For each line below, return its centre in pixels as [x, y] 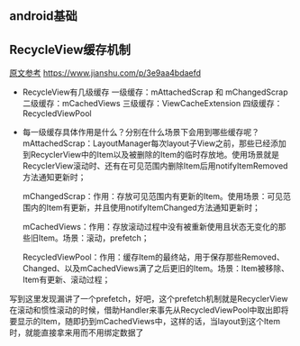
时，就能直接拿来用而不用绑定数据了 [77, 332]
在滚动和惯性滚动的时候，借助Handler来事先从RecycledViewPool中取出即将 [149, 310]
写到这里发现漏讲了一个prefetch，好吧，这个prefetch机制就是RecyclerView [149, 299]
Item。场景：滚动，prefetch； [94, 238]
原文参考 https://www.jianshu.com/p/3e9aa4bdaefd [105, 73]
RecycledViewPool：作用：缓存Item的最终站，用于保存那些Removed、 [154, 257]
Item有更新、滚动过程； [66, 280]
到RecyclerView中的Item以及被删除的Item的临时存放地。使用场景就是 [150, 155]
